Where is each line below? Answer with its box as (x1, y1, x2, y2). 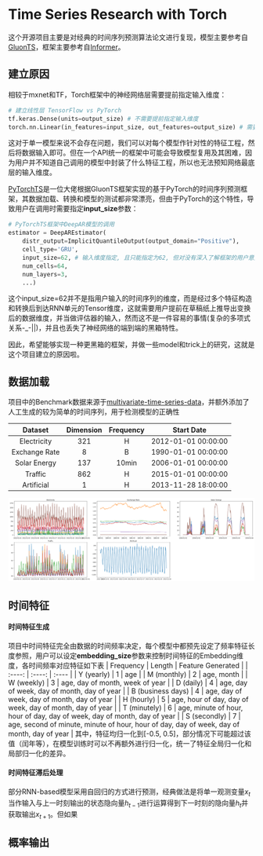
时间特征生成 (8, 622, 49, 631)
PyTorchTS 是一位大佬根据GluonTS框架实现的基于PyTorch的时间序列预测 (8, 185, 241, 194)
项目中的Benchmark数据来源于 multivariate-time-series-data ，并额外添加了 (8, 397, 250, 407)
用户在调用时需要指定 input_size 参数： (14, 204, 139, 214)
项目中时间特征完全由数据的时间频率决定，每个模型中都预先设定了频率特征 (8, 641, 248, 650)
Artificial (22, 480, 49, 489)
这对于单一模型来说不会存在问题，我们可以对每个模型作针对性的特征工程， (8, 138, 248, 148)
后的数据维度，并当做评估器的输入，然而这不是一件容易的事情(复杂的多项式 (8, 313, 251, 323)
